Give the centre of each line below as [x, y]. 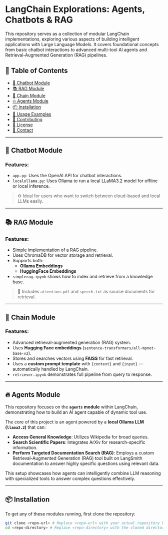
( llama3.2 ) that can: [25, 427]
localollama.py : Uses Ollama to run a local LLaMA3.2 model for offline [85, 181]
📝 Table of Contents [36, 71]
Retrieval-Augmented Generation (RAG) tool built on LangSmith [77, 458]
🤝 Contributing [27, 119]
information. [25, 447]
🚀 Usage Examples [32, 114]
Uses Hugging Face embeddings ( [48, 348]
